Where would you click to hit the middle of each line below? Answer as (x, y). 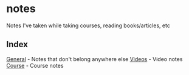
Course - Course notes (35, 65)
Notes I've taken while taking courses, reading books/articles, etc (88, 25)
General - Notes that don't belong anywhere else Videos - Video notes (94, 59)
